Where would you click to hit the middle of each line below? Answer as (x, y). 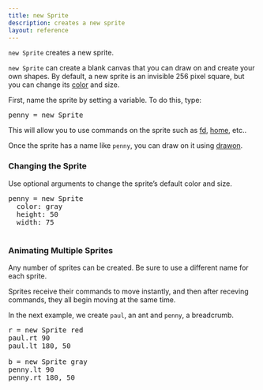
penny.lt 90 (31, 369)
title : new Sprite (38, 15)
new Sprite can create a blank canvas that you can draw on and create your (131, 68)
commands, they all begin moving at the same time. (92, 299)
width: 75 (35, 222)
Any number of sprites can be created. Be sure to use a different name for (128, 267)
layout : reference (38, 30)
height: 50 (38, 214)
